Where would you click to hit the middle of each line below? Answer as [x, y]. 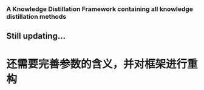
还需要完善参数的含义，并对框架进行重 [102, 64]
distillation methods [36, 16]
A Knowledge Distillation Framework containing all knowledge [100, 9]
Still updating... [36, 36]
